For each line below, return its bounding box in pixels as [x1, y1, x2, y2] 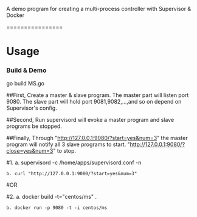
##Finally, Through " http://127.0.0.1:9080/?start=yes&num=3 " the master [6, 135, 188, 142]
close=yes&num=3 [6, 147, 54, 155]
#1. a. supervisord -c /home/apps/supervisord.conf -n [6, 159, 142, 166]
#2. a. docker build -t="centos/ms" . [6, 193, 97, 201]
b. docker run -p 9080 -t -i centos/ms [6, 205, 108, 211]
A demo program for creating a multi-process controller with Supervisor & [6, 5, 192, 12]
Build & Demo [6, 66, 47, 75]
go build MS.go [6, 80, 44, 87]
